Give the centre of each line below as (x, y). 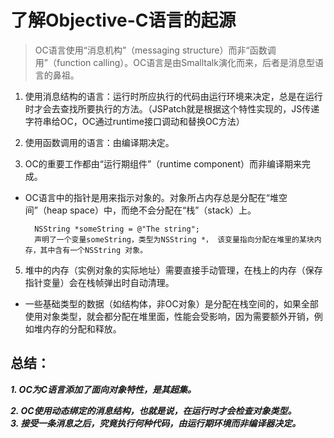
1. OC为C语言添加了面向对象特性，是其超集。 (103, 389)
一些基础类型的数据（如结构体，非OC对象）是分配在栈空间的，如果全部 (171, 303)
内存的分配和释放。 (82, 328)
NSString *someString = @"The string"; (117, 229)
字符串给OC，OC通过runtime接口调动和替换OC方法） (134, 121)
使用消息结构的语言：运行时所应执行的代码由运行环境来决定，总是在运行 (173, 96)
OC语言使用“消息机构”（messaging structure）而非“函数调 (155, 50)
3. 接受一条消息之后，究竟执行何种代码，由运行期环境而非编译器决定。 (156, 423)
